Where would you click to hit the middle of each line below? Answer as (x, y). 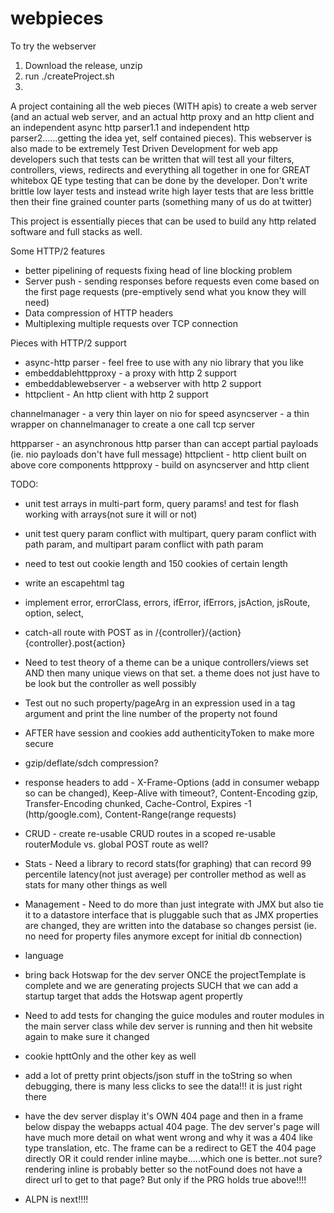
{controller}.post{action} (75, 643)
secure (39, 743)
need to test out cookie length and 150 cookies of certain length (156, 563)
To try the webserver (53, 46)
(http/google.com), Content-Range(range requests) (130, 814)
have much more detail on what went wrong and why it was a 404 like (168, 1137)
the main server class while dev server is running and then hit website (168, 1026)
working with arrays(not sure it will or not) (111, 514)
